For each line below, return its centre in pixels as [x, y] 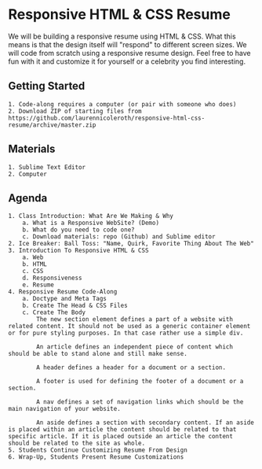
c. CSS [33, 271]
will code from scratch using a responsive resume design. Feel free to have [129, 53]
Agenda [28, 198]
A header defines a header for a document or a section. [131, 367]
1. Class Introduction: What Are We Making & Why [91, 216]
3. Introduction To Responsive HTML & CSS [78, 251]
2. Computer [27, 174]
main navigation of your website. [65, 409]
